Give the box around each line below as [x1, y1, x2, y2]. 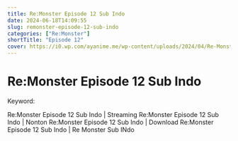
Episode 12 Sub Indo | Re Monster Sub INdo [7, 125, 135, 134]
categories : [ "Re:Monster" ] [7, 30, 91, 37]
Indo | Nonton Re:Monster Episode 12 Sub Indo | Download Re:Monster [7, 118, 214, 126]
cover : [7, 43, 27, 50]
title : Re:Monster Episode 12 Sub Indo [7, 10, 125, 18]
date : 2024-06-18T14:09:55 [7, 17, 87, 24]
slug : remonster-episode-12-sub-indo [7, 23, 119, 30]
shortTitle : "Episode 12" [7, 37, 84, 44]
